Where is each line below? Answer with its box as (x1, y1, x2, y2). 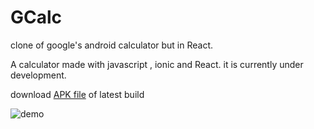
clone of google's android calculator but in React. (10, 39, 214, 51)
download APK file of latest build (10, 88, 145, 100)
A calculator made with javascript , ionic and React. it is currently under (10, 58, 304, 70)
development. (10, 69, 67, 81)
